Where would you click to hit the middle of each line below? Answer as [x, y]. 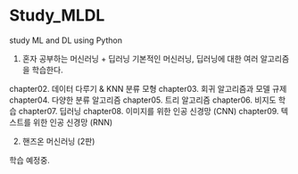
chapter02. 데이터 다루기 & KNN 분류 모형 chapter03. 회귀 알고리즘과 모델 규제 [148, 88]
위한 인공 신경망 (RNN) [73, 122]
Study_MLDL [57, 16]
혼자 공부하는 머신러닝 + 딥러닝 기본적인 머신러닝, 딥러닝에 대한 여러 [140, 58]
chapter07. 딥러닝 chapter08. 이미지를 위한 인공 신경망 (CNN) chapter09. [149, 111]
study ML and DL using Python [66, 40]
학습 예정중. [30, 160]
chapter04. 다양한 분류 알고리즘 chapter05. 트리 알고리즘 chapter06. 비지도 [143, 100]
